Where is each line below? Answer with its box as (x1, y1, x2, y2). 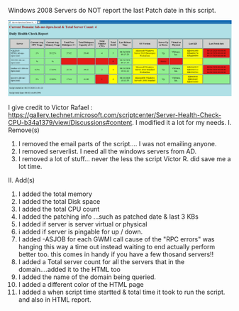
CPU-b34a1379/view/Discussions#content (8, 118, 133, 126)
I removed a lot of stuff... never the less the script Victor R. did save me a (18, 154, 231, 163)
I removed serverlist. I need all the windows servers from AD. (18, 147, 197, 155)
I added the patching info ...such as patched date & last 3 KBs (18, 212, 199, 221)
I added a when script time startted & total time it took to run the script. (18, 288, 226, 296)
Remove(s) (8, 126, 40, 134)
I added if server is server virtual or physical (18, 219, 148, 228)
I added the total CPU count (18, 204, 100, 213)
